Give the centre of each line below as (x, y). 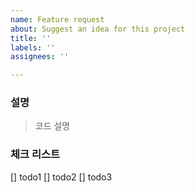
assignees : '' (40, 57)
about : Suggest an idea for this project (98, 29)
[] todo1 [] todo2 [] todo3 (61, 177)
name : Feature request (57, 19)
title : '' (31, 38)
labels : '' (33, 47)
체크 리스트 (35, 154)
